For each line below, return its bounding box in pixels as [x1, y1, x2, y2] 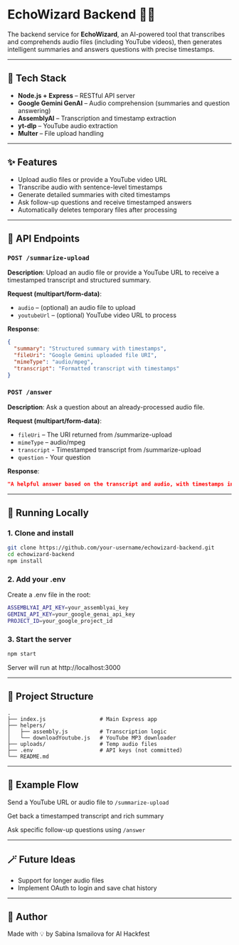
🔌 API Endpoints [7, 233, 80, 245]
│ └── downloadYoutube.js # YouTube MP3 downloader [7, 734, 176, 742]
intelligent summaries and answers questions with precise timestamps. [7, 45, 215, 53]
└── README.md [7, 753, 50, 760]
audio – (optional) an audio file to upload [17, 304, 136, 312]
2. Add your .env [7, 574, 66, 584]
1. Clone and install [7, 528, 74, 538]
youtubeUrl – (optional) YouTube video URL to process [17, 311, 176, 319]
